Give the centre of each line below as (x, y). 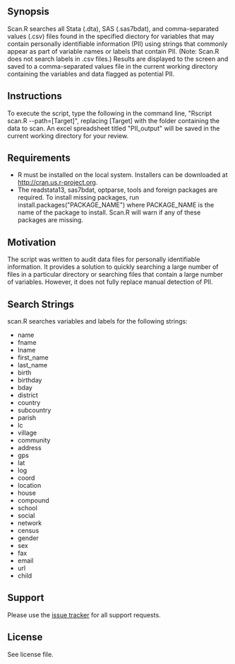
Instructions (35, 96)
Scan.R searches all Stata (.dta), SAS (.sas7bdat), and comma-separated (113, 28)
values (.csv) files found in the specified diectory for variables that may (111, 36)
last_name (32, 365)
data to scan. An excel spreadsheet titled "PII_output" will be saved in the (114, 128)
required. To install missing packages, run (78, 198)
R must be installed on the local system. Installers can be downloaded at (122, 175)
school (27, 508)
